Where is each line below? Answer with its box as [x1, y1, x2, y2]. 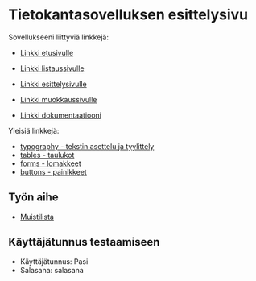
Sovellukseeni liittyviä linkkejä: [8, 32, 109, 42]
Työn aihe [8, 191, 59, 205]
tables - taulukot [19, 150, 75, 159]
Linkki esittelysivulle [19, 79, 87, 89]
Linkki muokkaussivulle [19, 94, 97, 104]
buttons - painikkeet [19, 167, 87, 176]
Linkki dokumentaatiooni [19, 110, 102, 120]
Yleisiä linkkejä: [8, 126, 60, 135]
